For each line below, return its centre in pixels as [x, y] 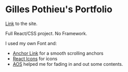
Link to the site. [21, 23]
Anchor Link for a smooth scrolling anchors [58, 53]
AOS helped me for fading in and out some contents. [68, 64]
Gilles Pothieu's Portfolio [59, 9]
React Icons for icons [35, 58]
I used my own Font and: [31, 43]
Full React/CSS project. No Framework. [46, 33]
